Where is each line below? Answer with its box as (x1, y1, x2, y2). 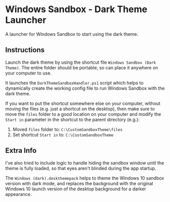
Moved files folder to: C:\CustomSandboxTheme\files (12, 126, 123, 132)
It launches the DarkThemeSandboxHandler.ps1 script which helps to (5, 79, 144, 86)
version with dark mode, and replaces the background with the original (5, 180, 153, 186)
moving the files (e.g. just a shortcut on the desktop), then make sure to (5, 105, 155, 112)
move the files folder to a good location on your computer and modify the (5, 111, 161, 117)
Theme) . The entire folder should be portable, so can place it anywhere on (5, 64, 158, 70)
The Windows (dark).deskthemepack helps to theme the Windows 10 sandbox (5, 175, 164, 181)
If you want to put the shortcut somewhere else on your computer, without (5, 100, 161, 106)
